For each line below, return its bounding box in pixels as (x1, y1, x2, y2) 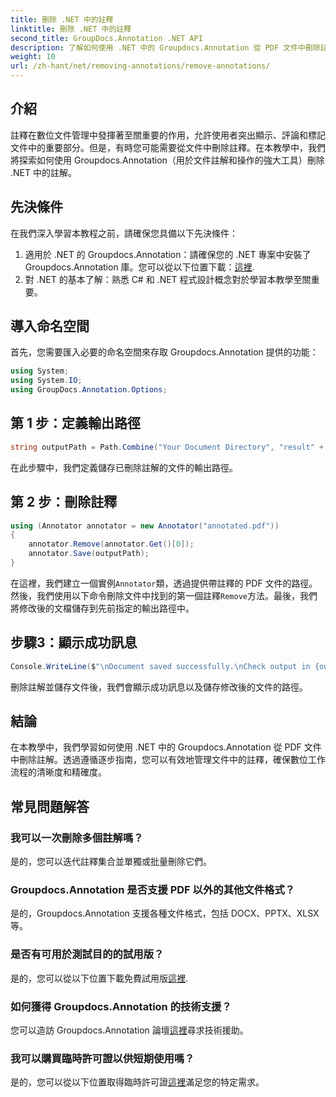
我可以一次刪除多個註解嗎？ (10, 831, 144, 845)
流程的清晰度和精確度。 (10, 766, 107, 778)
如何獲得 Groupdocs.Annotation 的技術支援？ (10, 999, 232, 1013)
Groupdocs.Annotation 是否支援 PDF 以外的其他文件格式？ (10, 883, 296, 897)
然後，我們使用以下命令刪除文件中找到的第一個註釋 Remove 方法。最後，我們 (10, 589, 318, 601)
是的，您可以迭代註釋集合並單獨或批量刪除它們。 (10, 856, 212, 868)
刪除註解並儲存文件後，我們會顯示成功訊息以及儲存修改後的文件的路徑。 (10, 681, 308, 693)
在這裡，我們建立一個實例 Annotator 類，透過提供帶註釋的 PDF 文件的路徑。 (10, 577, 318, 589)
